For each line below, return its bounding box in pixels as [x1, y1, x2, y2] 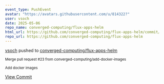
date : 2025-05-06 [5, 20, 41, 26]
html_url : [5, 30, 25, 34]
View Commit [5, 74, 32, 80]
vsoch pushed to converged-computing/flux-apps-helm [5, 47, 118, 53]
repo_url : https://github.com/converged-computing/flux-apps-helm [5, 34, 143, 39]
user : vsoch [5, 16, 29, 21]
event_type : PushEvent [5, 7, 51, 12]
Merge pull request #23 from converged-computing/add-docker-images [5, 57, 126, 62]
